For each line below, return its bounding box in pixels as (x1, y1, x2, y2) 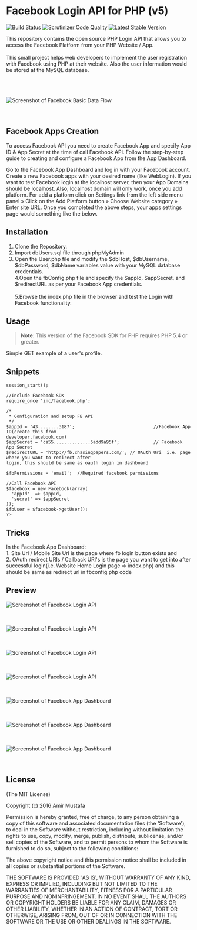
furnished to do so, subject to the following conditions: (6, 844, 138, 851)
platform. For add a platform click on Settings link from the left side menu (6, 191, 183, 198)
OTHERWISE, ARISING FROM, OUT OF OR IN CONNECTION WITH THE (6, 911, 178, 919)
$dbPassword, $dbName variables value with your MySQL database (14, 262, 181, 269)
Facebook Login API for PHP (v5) (6, 4, 169, 18)
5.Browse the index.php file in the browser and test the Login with (14, 293, 175, 300)
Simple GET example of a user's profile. (6, 350, 102, 357)
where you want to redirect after (6, 455, 91, 461)
